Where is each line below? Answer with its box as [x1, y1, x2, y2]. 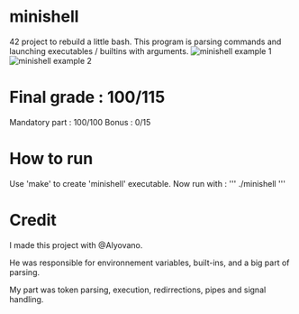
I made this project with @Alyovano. [9, 239, 143, 250]
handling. [9, 293, 44, 304]
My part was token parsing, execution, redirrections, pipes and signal [9, 284, 267, 295]
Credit [9, 210, 57, 230]
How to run [9, 149, 94, 169]
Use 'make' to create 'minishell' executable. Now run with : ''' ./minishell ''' [9, 178, 286, 189]
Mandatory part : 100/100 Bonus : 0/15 [9, 116, 151, 127]
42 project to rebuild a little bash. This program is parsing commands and [9, 36, 282, 47]
